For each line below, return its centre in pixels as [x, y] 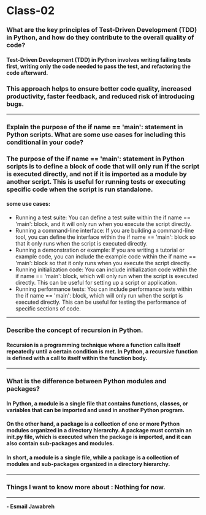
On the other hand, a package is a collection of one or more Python [93, 424]
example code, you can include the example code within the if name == [105, 257]
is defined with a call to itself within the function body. [77, 358]
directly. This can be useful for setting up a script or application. [96, 283]
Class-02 [31, 11]
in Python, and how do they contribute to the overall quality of [100, 37]
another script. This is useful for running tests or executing [96, 181]
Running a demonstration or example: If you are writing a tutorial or [100, 250]
